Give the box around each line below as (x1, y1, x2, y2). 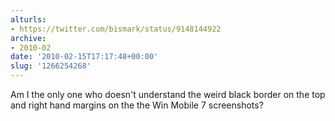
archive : (10, 33, 47, 43)
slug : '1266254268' (10, 61, 92, 71)
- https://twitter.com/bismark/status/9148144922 (10, 24, 222, 34)
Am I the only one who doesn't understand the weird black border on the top (10, 89, 326, 100)
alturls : (10, 14, 47, 25)
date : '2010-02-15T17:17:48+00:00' (10, 52, 159, 62)
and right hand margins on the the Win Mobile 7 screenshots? (10, 99, 264, 111)
